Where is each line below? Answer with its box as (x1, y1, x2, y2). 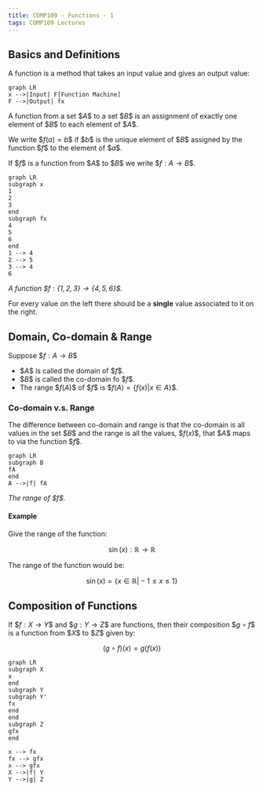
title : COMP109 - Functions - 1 (8, 11, 114, 20)
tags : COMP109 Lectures (8, 19, 86, 27)
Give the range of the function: (8, 529, 108, 538)
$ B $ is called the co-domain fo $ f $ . (19, 375, 135, 384)
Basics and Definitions (8, 48, 120, 61)
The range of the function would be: (8, 560, 125, 569)
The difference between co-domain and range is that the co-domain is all (8, 420, 245, 430)
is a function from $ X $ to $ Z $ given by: (8, 628, 136, 638)
